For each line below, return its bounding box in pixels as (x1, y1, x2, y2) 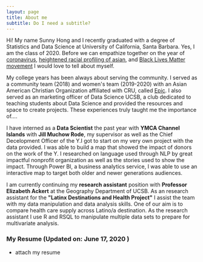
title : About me (6, 15, 47, 21)
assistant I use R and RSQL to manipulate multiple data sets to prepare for (6, 213, 190, 221)
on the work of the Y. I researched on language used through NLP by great (6, 150, 193, 157)
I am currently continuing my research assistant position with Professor (6, 181, 187, 188)
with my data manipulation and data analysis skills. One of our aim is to (6, 200, 183, 208)
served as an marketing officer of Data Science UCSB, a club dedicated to (6, 93, 191, 100)
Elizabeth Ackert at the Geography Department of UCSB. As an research (6, 188, 189, 195)
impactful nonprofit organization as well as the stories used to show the (6, 157, 185, 164)
